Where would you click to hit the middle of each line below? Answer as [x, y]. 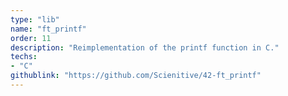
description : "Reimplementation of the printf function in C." [145, 47]
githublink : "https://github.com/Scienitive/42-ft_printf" [136, 76]
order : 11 [31, 38]
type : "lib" [35, 19]
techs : [24, 57]
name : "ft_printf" [48, 29]
